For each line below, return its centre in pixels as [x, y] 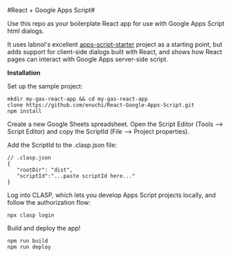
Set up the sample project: [45, 86]
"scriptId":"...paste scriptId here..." [76, 176]
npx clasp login [31, 215]
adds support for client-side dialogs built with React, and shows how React [115, 52]
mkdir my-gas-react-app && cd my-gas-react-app [78, 99]
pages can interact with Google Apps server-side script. [88, 59]
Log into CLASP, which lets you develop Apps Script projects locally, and [111, 195]
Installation [24, 73]
